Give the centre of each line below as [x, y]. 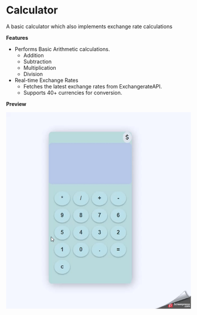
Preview [16, 104]
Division [33, 74]
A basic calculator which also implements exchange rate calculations [89, 26]
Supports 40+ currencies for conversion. [73, 93]
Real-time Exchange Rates [46, 80]
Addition [33, 55]
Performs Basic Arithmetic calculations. [62, 49]
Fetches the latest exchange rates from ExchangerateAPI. [93, 86]
